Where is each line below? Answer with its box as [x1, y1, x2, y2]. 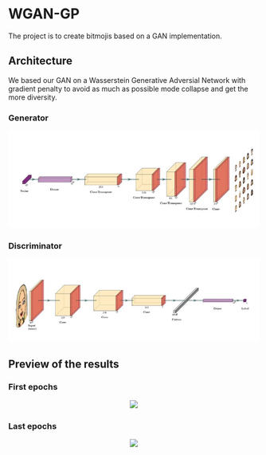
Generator [8, 112, 49, 124]
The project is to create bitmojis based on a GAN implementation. [8, 31, 222, 41]
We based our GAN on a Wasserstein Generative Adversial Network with [8, 75, 246, 84]
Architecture [8, 54, 73, 68]
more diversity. [8, 92, 57, 102]
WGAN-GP [8, 5, 80, 23]
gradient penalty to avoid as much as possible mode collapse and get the [8, 84, 248, 93]
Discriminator [8, 240, 62, 251]
